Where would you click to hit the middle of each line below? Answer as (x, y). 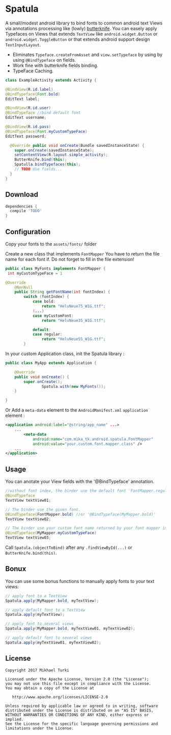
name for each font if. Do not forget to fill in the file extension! (70, 259)
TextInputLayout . (23, 44)
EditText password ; (26, 136)
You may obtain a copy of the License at (50, 688)
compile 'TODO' (26, 211)
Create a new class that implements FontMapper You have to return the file (82, 254)
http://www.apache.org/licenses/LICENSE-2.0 (60, 697)
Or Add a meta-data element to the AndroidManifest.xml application (77, 410)
